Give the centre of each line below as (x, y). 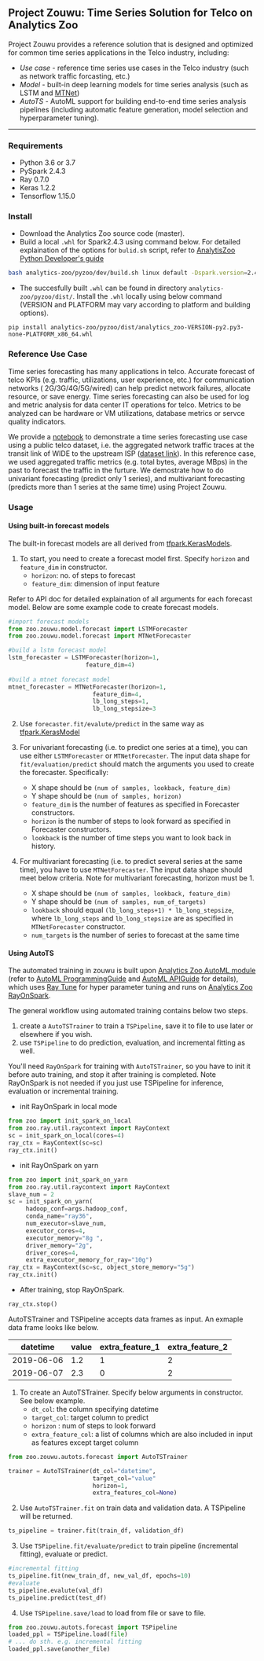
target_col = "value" (124, 1478)
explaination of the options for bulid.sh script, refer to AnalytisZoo (127, 250)
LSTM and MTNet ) (49, 93)
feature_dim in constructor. (63, 567)
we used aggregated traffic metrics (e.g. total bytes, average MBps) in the (128, 461)
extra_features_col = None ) (135, 1493)
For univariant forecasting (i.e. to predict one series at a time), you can (133, 748)
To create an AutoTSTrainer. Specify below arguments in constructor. (131, 1392)
